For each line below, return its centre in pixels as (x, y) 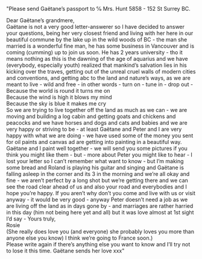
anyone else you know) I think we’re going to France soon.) (80, 238)
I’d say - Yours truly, (31, 219)
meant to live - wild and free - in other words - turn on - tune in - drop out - (100, 84)
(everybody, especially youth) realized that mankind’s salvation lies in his (96, 65)
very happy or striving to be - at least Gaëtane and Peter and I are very (94, 129)
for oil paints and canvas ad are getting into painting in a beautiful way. (94, 142)
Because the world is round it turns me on (58, 91)
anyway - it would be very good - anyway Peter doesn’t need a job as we (97, 199)
